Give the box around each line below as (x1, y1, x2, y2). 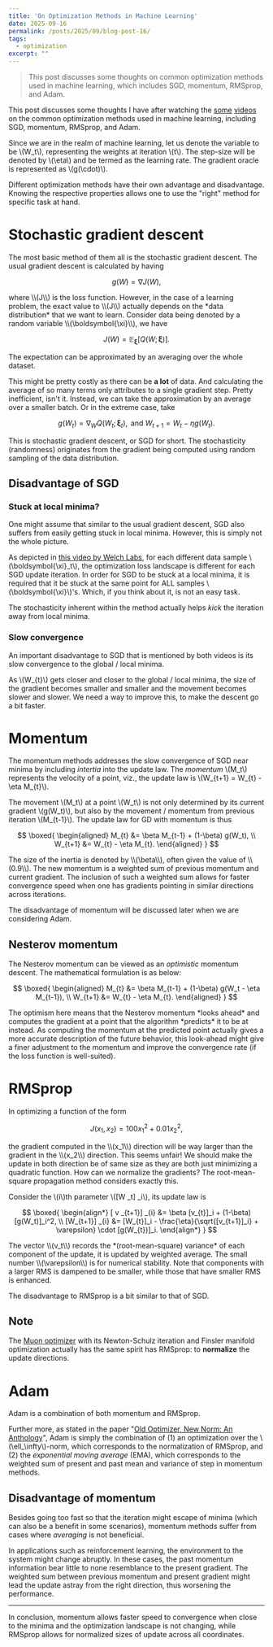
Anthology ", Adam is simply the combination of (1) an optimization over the (8, 1433, 258, 1443)
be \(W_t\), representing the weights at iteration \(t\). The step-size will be (8, 147, 256, 156)
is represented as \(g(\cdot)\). (8, 164, 108, 173)
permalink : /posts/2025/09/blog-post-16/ (8, 27, 151, 35)
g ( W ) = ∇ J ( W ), (111, 277, 162, 286)
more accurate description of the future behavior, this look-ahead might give (8, 1034, 265, 1044)
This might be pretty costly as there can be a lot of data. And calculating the (8, 376, 264, 386)
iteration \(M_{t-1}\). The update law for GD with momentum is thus (8, 815, 232, 825)
